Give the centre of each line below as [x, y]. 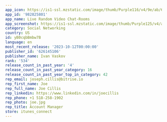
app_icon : [15, 10]
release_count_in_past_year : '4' [40, 65]
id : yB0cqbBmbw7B [23, 38]
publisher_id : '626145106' [33, 51]
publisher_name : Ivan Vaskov [35, 56]
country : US [17, 33]
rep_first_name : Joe [27, 84]
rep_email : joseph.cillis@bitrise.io [44, 79]
